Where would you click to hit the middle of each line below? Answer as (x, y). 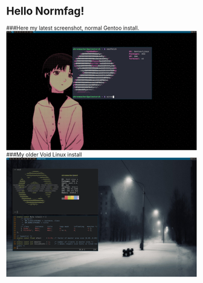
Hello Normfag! (45, 11)
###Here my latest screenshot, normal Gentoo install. (73, 28)
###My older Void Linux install (44, 154)
